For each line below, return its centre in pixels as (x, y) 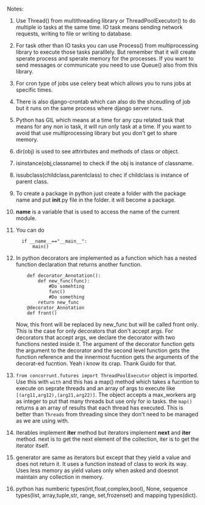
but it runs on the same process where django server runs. (89, 108)
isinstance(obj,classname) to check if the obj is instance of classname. (105, 163)
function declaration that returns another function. (79, 264)
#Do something (67, 297)
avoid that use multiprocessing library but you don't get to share (96, 133)
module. (26, 218)
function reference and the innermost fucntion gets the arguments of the (107, 357)
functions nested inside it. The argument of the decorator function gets (105, 344)
